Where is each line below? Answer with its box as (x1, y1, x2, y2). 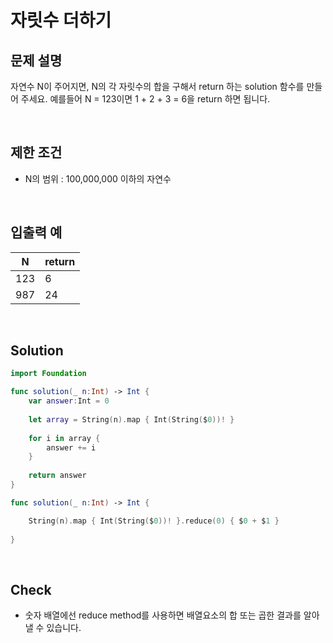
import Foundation (10, 369, 87, 379)
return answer (28, 471, 87, 481)
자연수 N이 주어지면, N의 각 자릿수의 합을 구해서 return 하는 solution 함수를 (10, 81, 305, 92)
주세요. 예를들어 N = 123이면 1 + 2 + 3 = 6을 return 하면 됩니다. (20, 93, 271, 105)
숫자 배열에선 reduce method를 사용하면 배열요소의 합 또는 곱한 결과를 (24, 609, 302, 621)
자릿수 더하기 (10, 9, 112, 32)
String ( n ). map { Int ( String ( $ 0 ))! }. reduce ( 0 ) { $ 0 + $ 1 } (28, 516, 280, 526)
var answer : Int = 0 (28, 396, 110, 406)
